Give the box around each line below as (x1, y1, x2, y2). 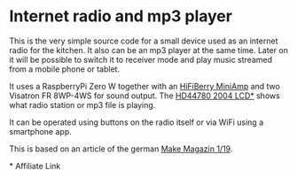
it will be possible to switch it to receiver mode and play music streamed (9, 54, 273, 65)
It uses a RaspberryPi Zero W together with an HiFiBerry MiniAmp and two (9, 81, 281, 91)
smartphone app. (9, 126, 73, 136)
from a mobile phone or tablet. (9, 64, 121, 74)
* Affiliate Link (9, 160, 61, 171)
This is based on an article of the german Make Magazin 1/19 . (9, 143, 233, 154)
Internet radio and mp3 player (9, 6, 233, 27)
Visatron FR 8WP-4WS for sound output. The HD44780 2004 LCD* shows (9, 90, 281, 101)
